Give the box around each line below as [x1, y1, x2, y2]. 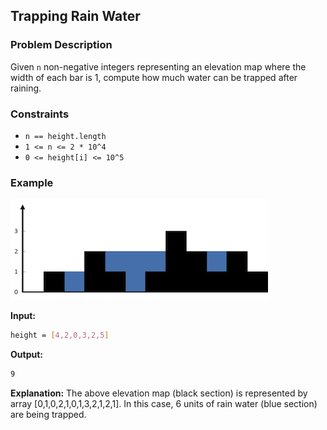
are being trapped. [10, 409, 87, 421]
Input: [10, 310, 36, 322]
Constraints [10, 107, 70, 121]
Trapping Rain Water [10, 8, 141, 25]
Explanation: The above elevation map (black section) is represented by [10, 387, 308, 399]
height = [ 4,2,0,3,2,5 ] [10, 330, 110, 341]
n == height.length [24, 131, 107, 141]
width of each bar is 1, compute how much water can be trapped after [10, 71, 298, 83]
